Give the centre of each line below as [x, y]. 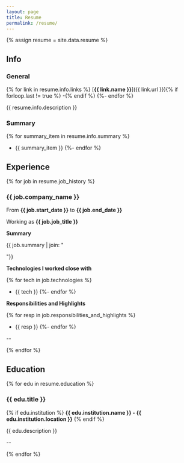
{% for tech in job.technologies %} [49, 280]
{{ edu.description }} [32, 430]
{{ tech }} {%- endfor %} [45, 292]
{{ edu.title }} [26, 400]
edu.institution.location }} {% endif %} [55, 419]
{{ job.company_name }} [43, 197]
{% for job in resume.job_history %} [51, 181]
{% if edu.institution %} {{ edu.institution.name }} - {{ [74, 412]
